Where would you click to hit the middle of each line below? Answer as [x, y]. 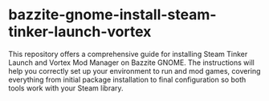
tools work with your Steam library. [66, 88]
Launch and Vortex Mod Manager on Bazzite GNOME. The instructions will [131, 63]
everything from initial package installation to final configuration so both [127, 79]
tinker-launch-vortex [80, 32]
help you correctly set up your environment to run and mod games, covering [134, 71]
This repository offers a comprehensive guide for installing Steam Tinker [128, 54]
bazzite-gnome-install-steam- [112, 15]
